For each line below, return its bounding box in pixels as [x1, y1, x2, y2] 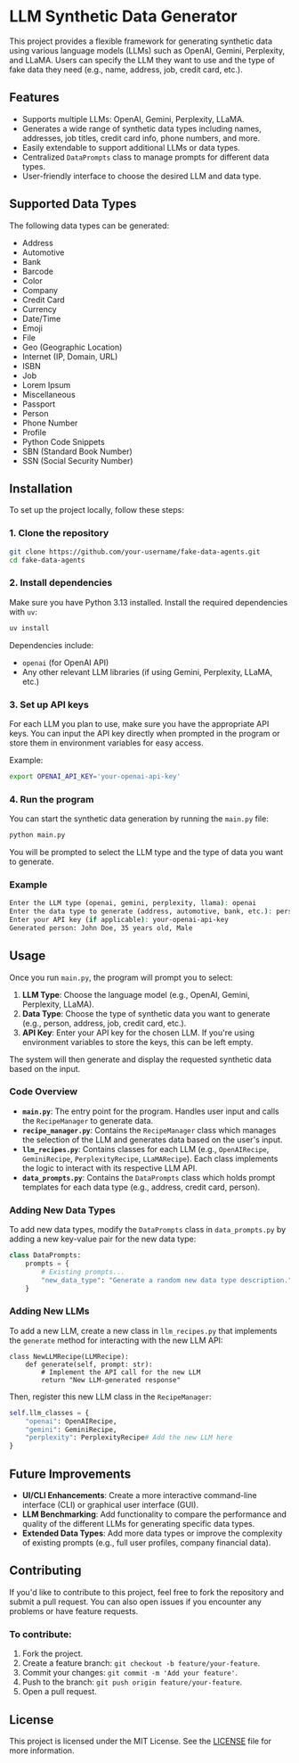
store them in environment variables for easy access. [9, 737, 204, 748]
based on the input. [9, 1063, 81, 1074]
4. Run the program [9, 793, 94, 805]
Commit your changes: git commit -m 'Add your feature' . [21, 1668, 238, 1678]
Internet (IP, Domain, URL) [21, 350, 118, 362]
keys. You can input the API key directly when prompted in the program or [9, 728, 280, 738]
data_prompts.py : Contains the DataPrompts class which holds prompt [21, 1172, 276, 1182]
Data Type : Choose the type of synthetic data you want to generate [21, 1008, 271, 1018]
